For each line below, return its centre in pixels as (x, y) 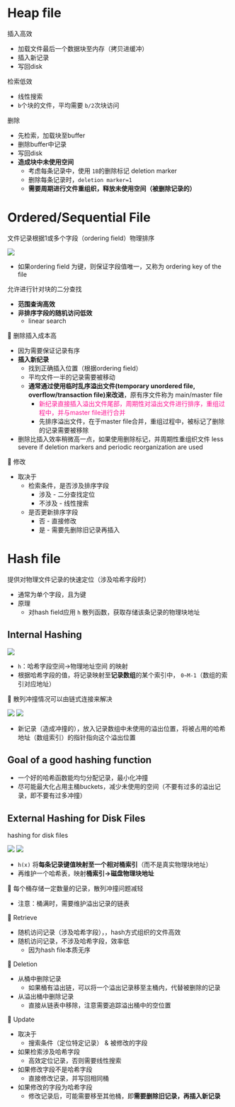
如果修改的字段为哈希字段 (55, 1087)
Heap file (34, 13)
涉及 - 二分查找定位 (67, 494)
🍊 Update (21, 1020)
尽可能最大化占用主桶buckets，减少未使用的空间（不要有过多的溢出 (116, 787)
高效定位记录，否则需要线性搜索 (75, 1061)
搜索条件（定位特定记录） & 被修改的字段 (88, 1043)
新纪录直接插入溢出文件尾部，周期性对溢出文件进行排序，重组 (129, 403)
